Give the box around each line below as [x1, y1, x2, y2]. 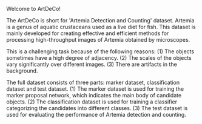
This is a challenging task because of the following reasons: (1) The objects [6, 48, 195, 55]
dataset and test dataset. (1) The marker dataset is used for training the [6, 85, 184, 93]
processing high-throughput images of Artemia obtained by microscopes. [6, 36, 190, 43]
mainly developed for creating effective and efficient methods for [6, 30, 169, 37]
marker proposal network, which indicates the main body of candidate [6, 92, 182, 99]
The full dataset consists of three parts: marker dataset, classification [6, 79, 180, 86]
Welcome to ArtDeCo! [6, 5, 61, 12]
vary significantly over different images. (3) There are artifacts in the [6, 60, 177, 68]
